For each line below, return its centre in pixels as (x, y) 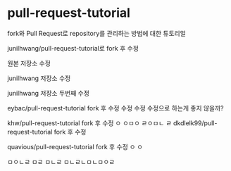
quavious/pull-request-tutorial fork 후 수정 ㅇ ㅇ (75, 146)
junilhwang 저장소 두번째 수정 (49, 93)
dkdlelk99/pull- (195, 123)
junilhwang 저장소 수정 (39, 78)
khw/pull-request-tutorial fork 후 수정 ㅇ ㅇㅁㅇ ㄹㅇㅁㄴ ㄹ (90, 123)
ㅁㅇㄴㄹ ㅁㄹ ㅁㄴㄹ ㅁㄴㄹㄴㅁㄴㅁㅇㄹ (61, 161)
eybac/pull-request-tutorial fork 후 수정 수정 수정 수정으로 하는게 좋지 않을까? (115, 108)
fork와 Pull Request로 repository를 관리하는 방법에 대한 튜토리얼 (97, 33)
